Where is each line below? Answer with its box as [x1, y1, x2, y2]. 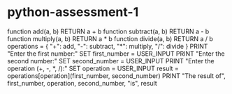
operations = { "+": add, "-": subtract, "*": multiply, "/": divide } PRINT [7, 42, 208, 50]
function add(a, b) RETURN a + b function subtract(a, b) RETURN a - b [7, 27, 210, 36]
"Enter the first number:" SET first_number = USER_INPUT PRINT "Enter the [7, 49, 225, 58]
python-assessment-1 [7, 4, 139, 20]
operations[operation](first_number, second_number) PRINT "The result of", [7, 71, 226, 80]
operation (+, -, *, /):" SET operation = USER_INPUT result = [7, 64, 180, 72]
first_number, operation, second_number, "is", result [7, 79, 157, 87]
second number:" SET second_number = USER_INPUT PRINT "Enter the [7, 56, 215, 65]
